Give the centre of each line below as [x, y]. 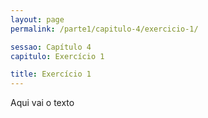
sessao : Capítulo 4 [51, 47]
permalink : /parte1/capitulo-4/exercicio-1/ [104, 29]
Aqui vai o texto [42, 103]
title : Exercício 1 [51, 74]
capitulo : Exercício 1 [57, 56]
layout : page [37, 19]
